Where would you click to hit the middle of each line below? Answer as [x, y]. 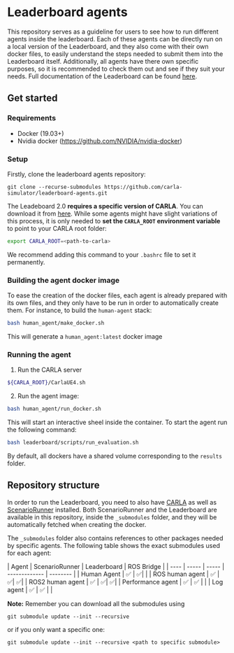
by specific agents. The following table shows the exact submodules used [114, 545]
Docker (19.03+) [41, 133]
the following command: [42, 430]
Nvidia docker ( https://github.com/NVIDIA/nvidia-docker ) [100, 141]
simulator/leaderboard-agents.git [58, 193]
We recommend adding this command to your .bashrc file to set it [102, 254]
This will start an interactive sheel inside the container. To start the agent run [117, 422]
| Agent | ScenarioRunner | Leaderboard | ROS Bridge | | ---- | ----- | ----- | [116, 566]
